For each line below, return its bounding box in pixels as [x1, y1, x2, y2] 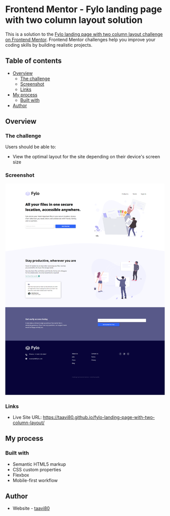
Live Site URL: [12, 414, 42, 420]
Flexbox [12, 472, 29, 478]
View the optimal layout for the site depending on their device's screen [12, 154, 160, 160]
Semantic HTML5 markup [12, 461, 66, 467]
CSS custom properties [12, 466, 62, 472]
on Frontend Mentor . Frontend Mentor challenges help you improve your [5, 37, 156, 43]
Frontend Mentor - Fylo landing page [5, 4, 162, 15]
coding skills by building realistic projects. [5, 42, 93, 48]
